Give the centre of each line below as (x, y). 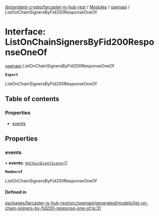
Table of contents (32, 99)
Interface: (26, 32)
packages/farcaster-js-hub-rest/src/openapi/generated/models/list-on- (77, 203)
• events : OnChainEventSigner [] (36, 163)
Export (12, 75)
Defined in (16, 192)
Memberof (14, 172)
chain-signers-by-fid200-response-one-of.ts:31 (53, 208)
